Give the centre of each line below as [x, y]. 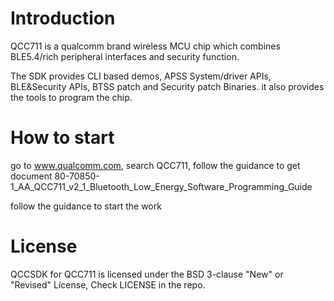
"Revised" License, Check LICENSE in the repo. [108, 284]
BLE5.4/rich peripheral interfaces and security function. [125, 56]
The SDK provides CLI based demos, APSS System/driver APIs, [141, 76]
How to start [62, 138]
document [31, 176]
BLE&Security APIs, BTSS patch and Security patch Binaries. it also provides [167, 86]
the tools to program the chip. [71, 97]
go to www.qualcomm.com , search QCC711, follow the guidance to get [155, 165]
